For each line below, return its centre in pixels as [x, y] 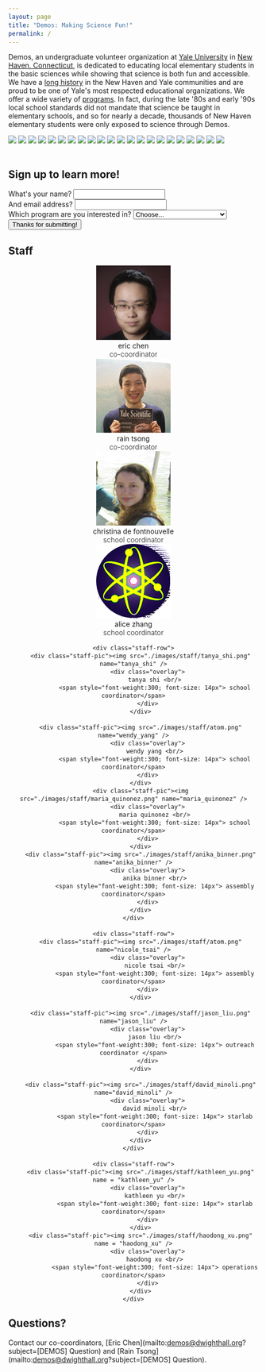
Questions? [37, 1323]
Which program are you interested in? [70, 214]
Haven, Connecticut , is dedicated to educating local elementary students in [131, 66]
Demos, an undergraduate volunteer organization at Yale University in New [130, 57]
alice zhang [133, 624]
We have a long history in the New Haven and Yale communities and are [126, 83]
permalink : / [30, 33]
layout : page [30, 17]
